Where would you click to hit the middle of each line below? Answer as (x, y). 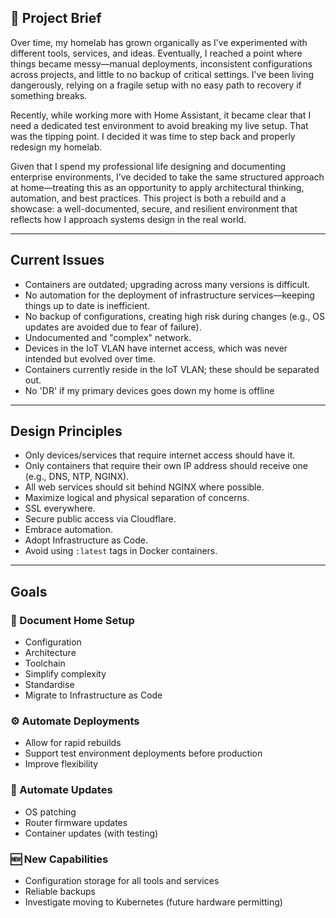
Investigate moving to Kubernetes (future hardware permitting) (153, 902)
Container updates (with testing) (91, 833)
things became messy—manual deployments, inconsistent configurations (161, 63)
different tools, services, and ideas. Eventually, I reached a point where (156, 53)
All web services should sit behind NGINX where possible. (144, 487)
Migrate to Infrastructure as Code (93, 695)
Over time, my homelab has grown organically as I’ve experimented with (159, 42)
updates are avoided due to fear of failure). (113, 327)
